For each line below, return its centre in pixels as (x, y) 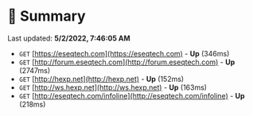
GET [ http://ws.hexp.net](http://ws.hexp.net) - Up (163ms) (113, 87)
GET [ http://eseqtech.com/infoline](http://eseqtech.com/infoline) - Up (132, 95)
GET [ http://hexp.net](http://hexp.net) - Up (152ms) (101, 79)
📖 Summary (47, 16)
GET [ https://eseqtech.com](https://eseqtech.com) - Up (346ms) (124, 53)
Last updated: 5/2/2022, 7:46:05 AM (69, 38)
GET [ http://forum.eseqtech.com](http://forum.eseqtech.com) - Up (127, 62)
